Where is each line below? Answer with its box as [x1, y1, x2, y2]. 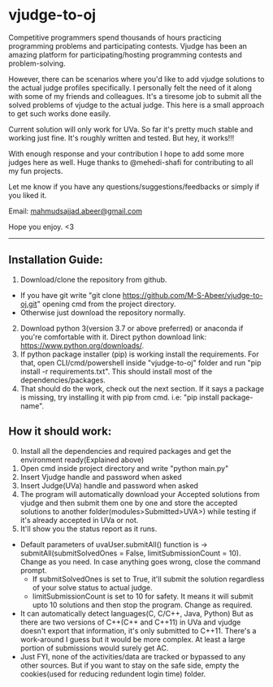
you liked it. [8, 190, 47, 200]
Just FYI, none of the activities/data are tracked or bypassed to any [19, 651, 246, 661]
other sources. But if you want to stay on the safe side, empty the [19, 660, 240, 670]
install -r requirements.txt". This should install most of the [19, 366, 213, 376]
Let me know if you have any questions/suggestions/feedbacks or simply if [8, 181, 260, 192]
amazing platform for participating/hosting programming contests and [8, 50, 242, 59]
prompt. [19, 565, 47, 575]
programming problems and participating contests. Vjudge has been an [8, 41, 248, 50]
